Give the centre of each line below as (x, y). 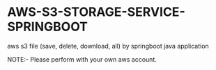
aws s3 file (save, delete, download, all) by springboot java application (108, 46)
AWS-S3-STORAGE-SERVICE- (97, 12)
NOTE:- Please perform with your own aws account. (82, 59)
